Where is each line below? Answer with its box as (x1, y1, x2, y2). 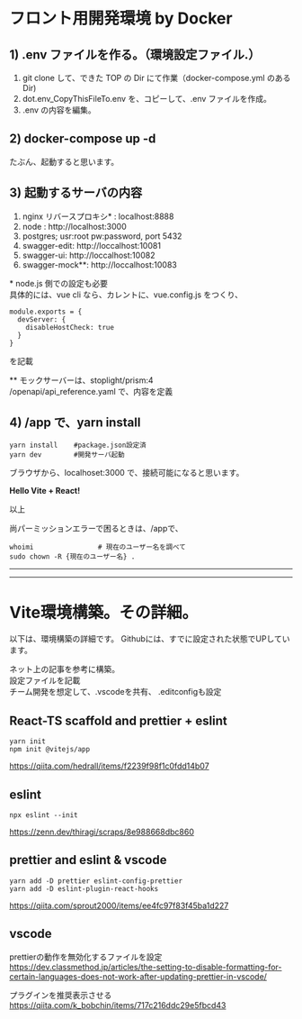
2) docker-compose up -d (9, 132, 156, 147)
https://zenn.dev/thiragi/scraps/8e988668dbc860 (9, 826, 195, 837)
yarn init (9, 737, 47, 746)
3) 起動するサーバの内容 (9, 186, 143, 201)
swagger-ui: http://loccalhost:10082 (22, 250, 155, 260)
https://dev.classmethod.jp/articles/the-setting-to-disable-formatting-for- (9, 961, 282, 972)
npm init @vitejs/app (9, 745, 91, 754)
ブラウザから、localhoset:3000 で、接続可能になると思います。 (9, 468, 244, 478)
